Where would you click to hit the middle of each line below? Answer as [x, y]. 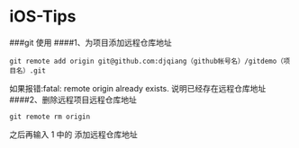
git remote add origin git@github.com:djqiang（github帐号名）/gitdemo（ [146, 61]
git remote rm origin [50, 117]
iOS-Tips [43, 17]
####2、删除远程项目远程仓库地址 [73, 100]
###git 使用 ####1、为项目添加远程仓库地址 [91, 42]
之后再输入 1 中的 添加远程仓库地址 [73, 134]
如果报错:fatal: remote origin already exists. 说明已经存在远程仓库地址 [138, 88]
